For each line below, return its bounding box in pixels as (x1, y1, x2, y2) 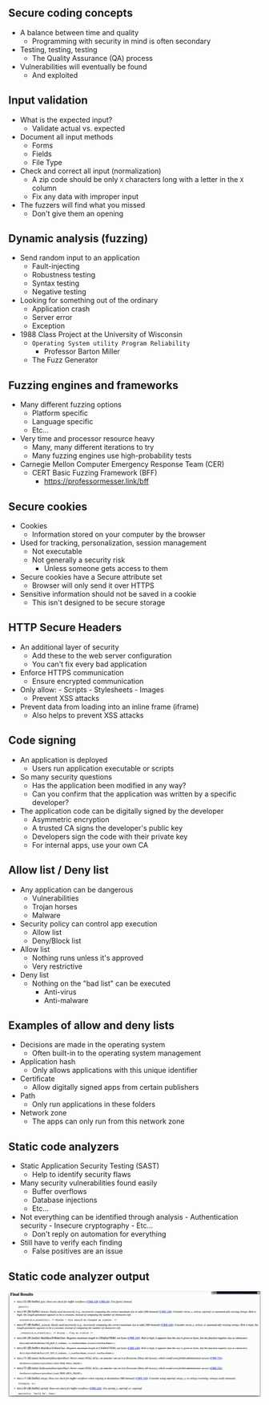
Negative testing (31, 287, 86, 297)
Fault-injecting (31, 261, 80, 271)
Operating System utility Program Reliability (31, 340, 191, 348)
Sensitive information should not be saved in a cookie (19, 589, 197, 599)
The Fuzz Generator (31, 355, 98, 365)
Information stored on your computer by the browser (31, 529, 206, 540)
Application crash (31, 304, 90, 314)
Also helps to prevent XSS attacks (31, 710, 144, 720)
